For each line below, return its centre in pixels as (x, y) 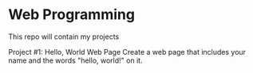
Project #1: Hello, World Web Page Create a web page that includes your (127, 52)
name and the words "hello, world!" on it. (75, 60)
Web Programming (72, 15)
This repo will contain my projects (64, 36)
